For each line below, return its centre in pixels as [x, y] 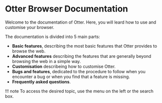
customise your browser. [30, 27]
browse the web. [29, 51]
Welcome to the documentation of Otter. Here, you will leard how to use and [81, 22]
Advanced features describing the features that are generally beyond [81, 56]
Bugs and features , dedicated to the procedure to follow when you [79, 71]
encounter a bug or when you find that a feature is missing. [71, 77]
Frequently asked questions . [41, 82]
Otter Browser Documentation [66, 9]
